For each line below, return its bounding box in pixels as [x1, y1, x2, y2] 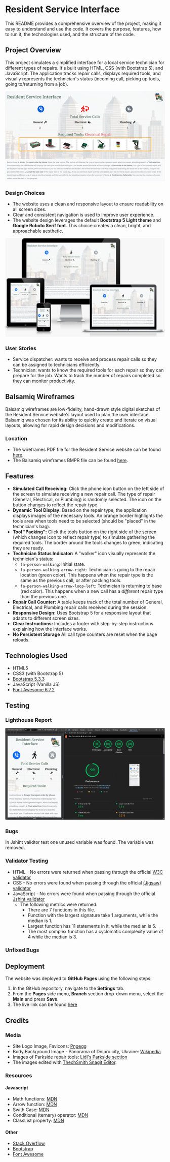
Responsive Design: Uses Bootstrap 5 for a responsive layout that [12, 609, 151, 616]
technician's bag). [12, 523, 51, 529]
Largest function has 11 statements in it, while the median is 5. [27, 923, 157, 929]
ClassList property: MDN [12, 1117, 64, 1124]
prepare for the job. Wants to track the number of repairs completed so [12, 372, 161, 378]
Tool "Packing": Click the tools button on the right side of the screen [12, 529, 157, 535]
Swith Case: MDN [12, 1107, 50, 1113]
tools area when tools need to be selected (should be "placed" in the [12, 517, 156, 524]
